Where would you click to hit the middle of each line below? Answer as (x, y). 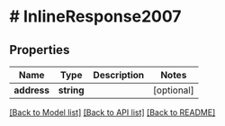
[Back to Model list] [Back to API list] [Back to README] (112, 112)
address (32, 90)
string (71, 90)
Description (119, 75)
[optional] (174, 90)
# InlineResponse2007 (95, 17)
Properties (40, 50)
